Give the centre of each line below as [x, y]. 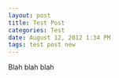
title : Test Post [37, 23]
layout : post [30, 15]
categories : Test [37, 30]
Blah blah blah [31, 67]
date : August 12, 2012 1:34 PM [59, 37]
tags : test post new [42, 45]
